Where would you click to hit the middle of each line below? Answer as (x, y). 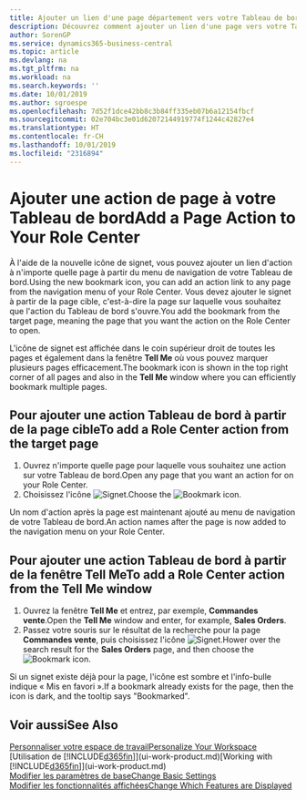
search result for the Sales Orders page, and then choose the (138, 650)
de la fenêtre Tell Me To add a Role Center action (147, 574)
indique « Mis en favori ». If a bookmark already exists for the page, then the (152, 687)
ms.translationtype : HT (55, 128)
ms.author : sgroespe (49, 103)
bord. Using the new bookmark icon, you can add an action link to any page (150, 282)
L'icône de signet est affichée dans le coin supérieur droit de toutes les (143, 348)
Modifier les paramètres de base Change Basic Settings (113, 776)
